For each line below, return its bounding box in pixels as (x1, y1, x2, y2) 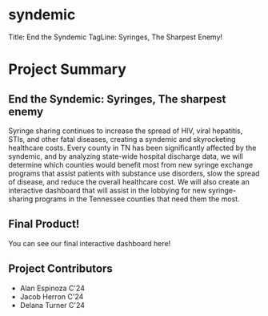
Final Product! (8, 217, 80, 231)
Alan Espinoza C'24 (19, 283, 86, 293)
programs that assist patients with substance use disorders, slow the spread (8, 168, 260, 178)
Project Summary (8, 60, 126, 79)
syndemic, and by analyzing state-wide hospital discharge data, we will (8, 151, 244, 161)
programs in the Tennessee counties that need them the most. (34, 194, 240, 204)
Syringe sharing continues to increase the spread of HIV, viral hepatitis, (8, 126, 243, 136)
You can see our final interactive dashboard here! (8, 238, 171, 248)
